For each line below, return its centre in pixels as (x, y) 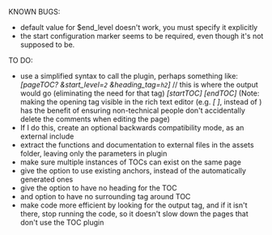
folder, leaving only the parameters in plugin (93, 154)
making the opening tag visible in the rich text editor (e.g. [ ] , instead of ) (141, 102)
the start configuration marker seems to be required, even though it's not (142, 36)
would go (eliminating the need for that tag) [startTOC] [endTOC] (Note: (140, 93)
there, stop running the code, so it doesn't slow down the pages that (134, 214)
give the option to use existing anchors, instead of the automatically (133, 171)
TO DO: (21, 60)
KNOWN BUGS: (34, 12)
